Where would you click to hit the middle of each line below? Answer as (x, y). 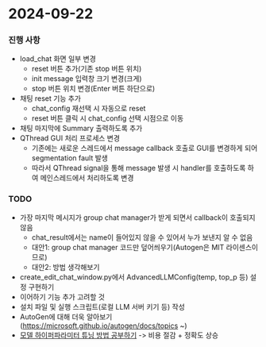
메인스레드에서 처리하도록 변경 (87, 178)
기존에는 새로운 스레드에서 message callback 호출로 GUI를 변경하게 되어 (145, 148)
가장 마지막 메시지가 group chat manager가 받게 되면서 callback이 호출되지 (137, 217)
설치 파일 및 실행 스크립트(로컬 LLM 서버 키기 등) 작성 (102, 307)
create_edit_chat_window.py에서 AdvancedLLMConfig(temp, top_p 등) (134, 277)
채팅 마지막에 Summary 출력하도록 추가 (81, 129)
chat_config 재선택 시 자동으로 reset (89, 109)
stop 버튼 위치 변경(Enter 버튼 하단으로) (93, 89)
